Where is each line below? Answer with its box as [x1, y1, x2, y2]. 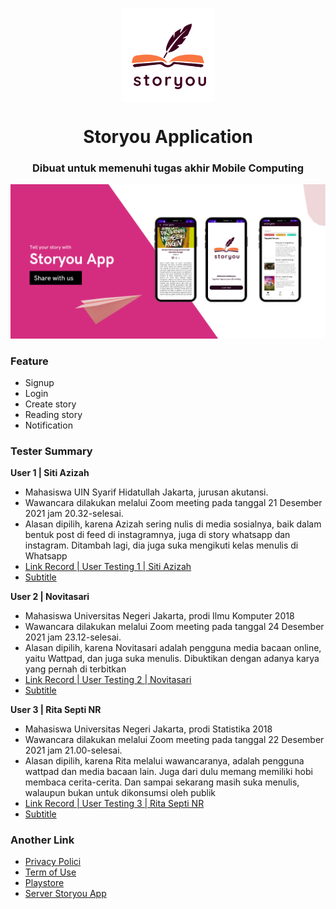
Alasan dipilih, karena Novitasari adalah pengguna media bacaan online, [24, 642, 322, 654]
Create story [24, 398, 77, 410]
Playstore [24, 877, 65, 889]
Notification [24, 419, 73, 431]
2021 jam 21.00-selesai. [24, 744, 123, 757]
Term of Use [24, 866, 77, 878]
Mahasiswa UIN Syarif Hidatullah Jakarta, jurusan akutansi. [24, 486, 269, 498]
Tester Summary [10, 444, 93, 458]
